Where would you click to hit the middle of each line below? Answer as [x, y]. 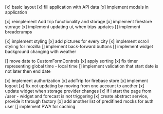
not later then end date [28, 71]
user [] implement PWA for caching [40, 106]
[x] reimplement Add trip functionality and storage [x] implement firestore [79, 22]
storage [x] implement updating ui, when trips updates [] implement [73, 27]
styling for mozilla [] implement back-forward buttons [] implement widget [79, 46]
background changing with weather [41, 51]
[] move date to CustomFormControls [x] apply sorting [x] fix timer [72, 61]
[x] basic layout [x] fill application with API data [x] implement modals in [77, 7]
